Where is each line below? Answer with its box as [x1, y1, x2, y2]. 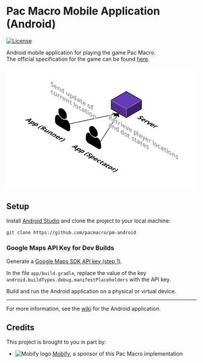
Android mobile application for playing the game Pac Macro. [6, 48, 156, 56]
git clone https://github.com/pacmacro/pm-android [6, 230, 137, 236]
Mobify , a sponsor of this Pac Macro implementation [52, 350, 183, 358]
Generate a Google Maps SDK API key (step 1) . [6, 258, 123, 265]
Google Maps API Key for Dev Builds [6, 244, 115, 252]
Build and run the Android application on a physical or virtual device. [6, 287, 176, 295]
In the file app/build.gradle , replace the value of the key [6, 269, 147, 276]
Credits [6, 322, 35, 333]
